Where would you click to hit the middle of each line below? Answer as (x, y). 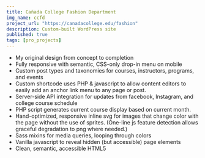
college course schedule (46, 103)
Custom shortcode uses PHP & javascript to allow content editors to (101, 84)
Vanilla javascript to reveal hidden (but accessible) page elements (98, 142)
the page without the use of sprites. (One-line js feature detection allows (106, 122)
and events (29, 77)
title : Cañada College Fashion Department (61, 12)
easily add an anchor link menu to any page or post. (80, 90)
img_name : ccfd (26, 18)
